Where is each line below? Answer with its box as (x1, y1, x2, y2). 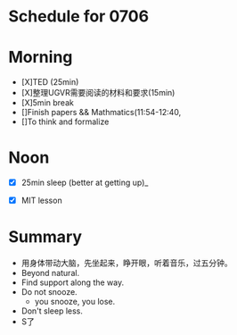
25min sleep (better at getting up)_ (20, 177, 149, 188)
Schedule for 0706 (8, 6, 149, 27)
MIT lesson (20, 195, 63, 206)
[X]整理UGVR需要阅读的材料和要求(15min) (20, 88, 176, 98)
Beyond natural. (20, 268, 80, 279)
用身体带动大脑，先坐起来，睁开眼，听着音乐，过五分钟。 (20, 257, 233, 269)
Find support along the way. (20, 277, 125, 288)
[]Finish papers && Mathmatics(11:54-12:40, (20, 107, 182, 118)
